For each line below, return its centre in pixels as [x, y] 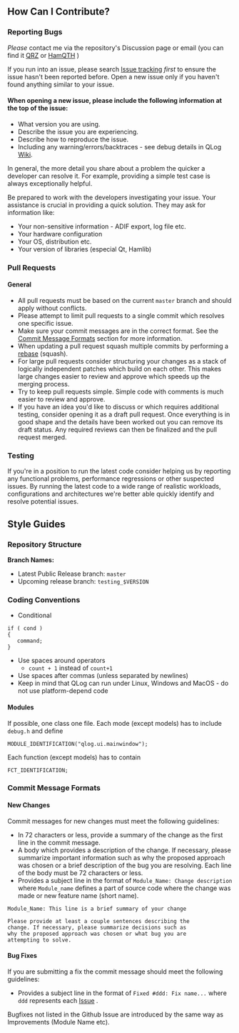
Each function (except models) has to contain [74, 757]
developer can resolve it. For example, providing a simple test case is [109, 176]
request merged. [42, 437]
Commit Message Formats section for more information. [100, 339]
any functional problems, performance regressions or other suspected [111, 479]
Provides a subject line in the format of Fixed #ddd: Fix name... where [122, 993]
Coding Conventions [44, 599]
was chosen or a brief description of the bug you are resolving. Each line [124, 865]
